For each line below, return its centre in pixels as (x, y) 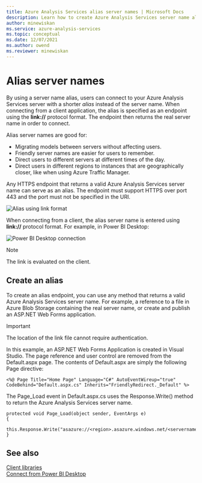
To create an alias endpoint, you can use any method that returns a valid (96, 295)
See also (23, 453)
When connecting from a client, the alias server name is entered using (93, 220)
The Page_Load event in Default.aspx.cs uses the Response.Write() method (100, 396)
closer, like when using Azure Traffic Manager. (72, 172)
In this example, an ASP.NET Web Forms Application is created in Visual (95, 349)
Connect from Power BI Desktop (46, 474)
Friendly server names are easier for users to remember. (85, 153)
